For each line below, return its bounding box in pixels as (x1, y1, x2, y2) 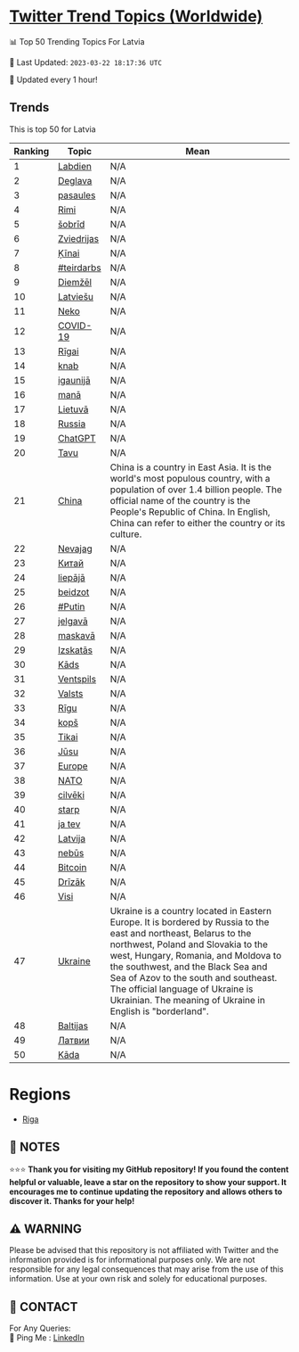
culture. (109, 528, 142, 540)
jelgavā (57, 614, 88, 627)
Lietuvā (57, 403, 89, 416)
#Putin (57, 600, 85, 613)
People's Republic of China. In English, (109, 506, 271, 518)
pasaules (57, 189, 96, 202)
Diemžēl (57, 276, 92, 288)
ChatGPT (57, 432, 96, 444)
